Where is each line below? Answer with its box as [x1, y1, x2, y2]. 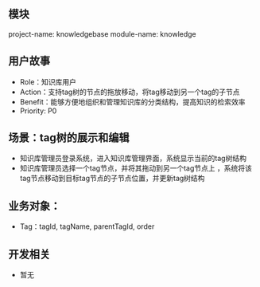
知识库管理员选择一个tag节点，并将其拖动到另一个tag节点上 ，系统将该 [19, 163, 252, 173]
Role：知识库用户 [19, 77, 77, 86]
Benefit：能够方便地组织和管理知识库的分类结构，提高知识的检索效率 [19, 96, 246, 106]
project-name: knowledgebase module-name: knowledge [8, 29, 196, 38]
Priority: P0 [19, 106, 57, 116]
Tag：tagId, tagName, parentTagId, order [19, 222, 155, 231]
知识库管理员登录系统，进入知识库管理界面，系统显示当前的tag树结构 [19, 154, 246, 163]
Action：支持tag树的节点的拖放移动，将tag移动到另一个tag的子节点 [19, 87, 240, 96]
